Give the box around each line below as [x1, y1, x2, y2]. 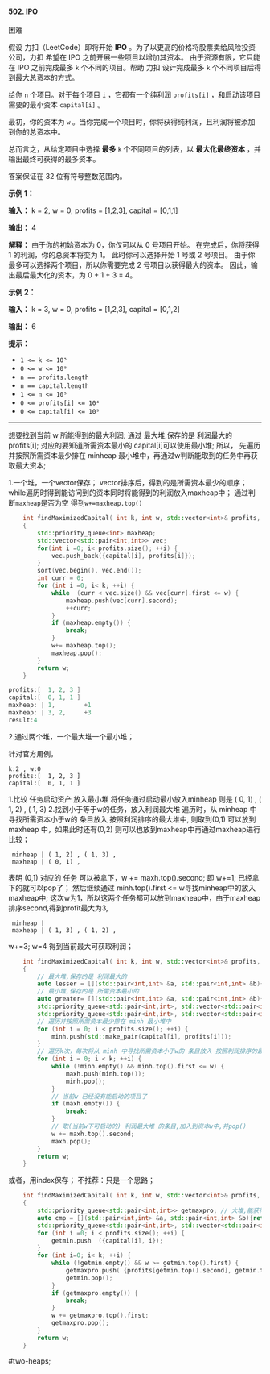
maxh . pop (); [51, 1137, 92, 1145]
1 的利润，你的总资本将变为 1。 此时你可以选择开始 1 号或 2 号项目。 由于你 [8, 250, 256, 260]
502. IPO [8, 6, 39, 16]
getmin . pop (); [65, 1274, 113, 1282]
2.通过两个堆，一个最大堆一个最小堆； [8, 731, 135, 741]
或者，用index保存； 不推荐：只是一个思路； [8, 1176, 155, 1185]
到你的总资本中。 [8, 127, 65, 137]
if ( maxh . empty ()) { [51, 1100, 121, 1108]
